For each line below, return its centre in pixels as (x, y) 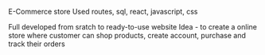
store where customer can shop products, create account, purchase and (127, 35)
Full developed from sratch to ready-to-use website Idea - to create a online (132, 27)
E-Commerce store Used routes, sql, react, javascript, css (103, 12)
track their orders (37, 44)
